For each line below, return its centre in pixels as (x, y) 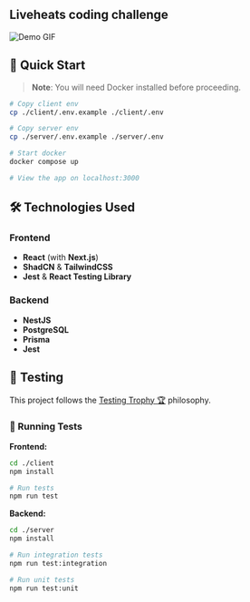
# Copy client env (44, 103)
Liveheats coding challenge (89, 15)
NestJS (37, 320)
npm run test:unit (44, 588)
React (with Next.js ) (61, 257)
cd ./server (32, 530)
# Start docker (38, 153)
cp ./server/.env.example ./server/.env (87, 137)
